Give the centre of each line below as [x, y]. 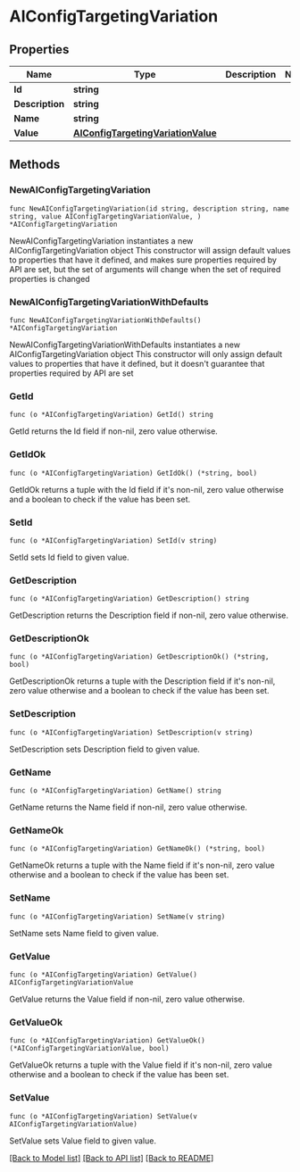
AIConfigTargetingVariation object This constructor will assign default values [150, 250]
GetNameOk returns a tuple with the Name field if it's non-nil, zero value [142, 865]
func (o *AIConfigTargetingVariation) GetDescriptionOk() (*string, [139, 657]
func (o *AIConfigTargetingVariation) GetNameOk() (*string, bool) [137, 849]
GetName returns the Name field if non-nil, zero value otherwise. [129, 807]
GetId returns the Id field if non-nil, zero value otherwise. [114, 431]
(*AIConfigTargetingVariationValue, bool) [89, 1049]
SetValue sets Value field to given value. [83, 1141]
